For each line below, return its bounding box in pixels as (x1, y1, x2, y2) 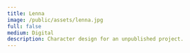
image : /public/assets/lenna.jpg (7, 17, 104, 23)
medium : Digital (7, 29, 54, 36)
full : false (7, 23, 41, 30)
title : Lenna (7, 10, 45, 17)
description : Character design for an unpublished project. (7, 36, 184, 43)
